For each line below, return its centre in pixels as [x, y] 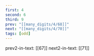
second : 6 [16, 15]
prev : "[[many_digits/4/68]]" [37, 24]
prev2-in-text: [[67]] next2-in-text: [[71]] [48, 48]
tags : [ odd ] [18, 34]
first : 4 [14, 10]
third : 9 [14, 19]
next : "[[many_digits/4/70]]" [37, 29]
